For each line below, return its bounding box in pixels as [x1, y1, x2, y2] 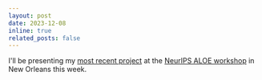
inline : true [8, 26, 52, 34]
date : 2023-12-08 [8, 19, 67, 27]
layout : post [8, 11, 52, 20]
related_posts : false [8, 34, 81, 42]
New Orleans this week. [8, 65, 87, 74]
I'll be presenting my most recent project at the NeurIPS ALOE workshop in [8, 56, 255, 66]
